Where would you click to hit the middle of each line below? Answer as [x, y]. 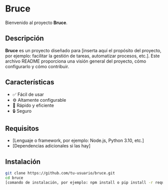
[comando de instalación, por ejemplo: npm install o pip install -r [79, 182]
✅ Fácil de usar [28, 94]
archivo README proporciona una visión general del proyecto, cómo [76, 61]
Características [30, 82]
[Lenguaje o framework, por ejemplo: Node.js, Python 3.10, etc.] [78, 140]
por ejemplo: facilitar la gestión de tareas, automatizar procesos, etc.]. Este [82, 56]
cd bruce [14, 178]
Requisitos [22, 128]
